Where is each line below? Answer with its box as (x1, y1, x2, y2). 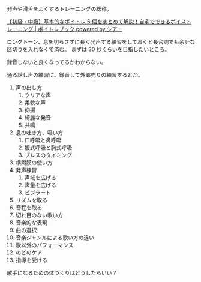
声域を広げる (24, 174, 56, 181)
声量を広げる (24, 182, 56, 188)
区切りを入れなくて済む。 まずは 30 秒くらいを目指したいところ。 (7, 46, 170, 53)
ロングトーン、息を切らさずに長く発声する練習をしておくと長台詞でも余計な (7, 38, 196, 45)
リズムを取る (15, 197, 47, 203)
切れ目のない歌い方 (15, 212, 64, 218)
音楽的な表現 (15, 219, 47, 226)
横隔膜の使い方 (15, 159, 53, 166)
